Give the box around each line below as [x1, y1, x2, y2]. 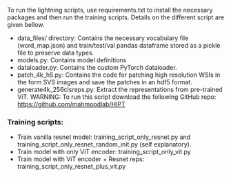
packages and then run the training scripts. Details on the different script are [7, 13, 225, 21]
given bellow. [7, 21, 45, 28]
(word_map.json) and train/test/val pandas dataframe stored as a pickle [17, 41, 221, 49]
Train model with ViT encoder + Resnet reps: [17, 155, 145, 163]
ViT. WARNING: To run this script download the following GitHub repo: [17, 93, 217, 101]
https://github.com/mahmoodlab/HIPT [17, 100, 125, 108]
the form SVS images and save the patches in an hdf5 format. [17, 78, 193, 86]
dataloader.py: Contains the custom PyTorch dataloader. [17, 64, 177, 71]
